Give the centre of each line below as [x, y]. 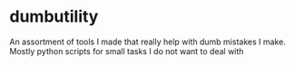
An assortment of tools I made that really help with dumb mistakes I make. [147, 42]
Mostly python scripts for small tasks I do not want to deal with [127, 51]
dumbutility [54, 17]
